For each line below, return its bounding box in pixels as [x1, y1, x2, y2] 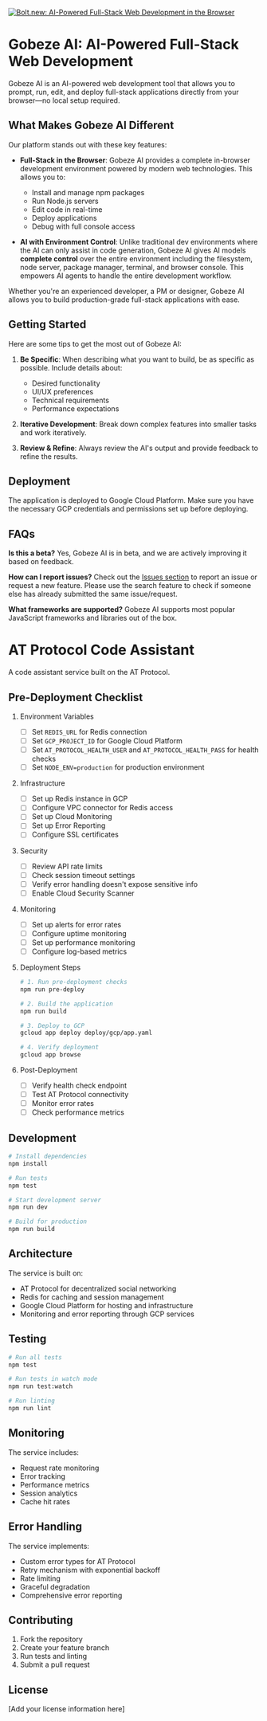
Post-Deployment [19, 1065, 78, 1075]
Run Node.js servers [31, 196, 99, 206]
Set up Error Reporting [31, 821, 106, 830]
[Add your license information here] [8, 1704, 125, 1714]
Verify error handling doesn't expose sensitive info [31, 879, 198, 888]
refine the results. [19, 451, 78, 461]
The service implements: [8, 1541, 90, 1550]
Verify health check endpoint [31, 1080, 128, 1090]
